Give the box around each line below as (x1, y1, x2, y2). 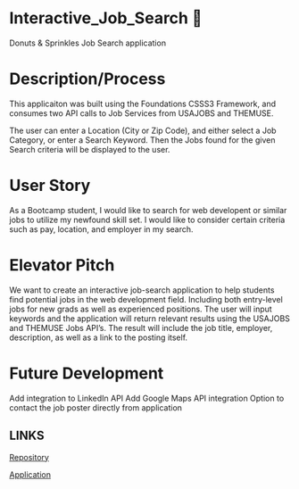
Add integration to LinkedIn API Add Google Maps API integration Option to (9, 393, 285, 403)
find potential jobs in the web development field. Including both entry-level (9, 294, 283, 304)
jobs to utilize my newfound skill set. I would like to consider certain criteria (9, 214, 286, 225)
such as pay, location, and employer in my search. (9, 223, 194, 235)
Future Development (9, 363, 164, 383)
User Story (9, 176, 91, 195)
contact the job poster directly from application (9, 402, 183, 413)
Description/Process (9, 69, 166, 89)
